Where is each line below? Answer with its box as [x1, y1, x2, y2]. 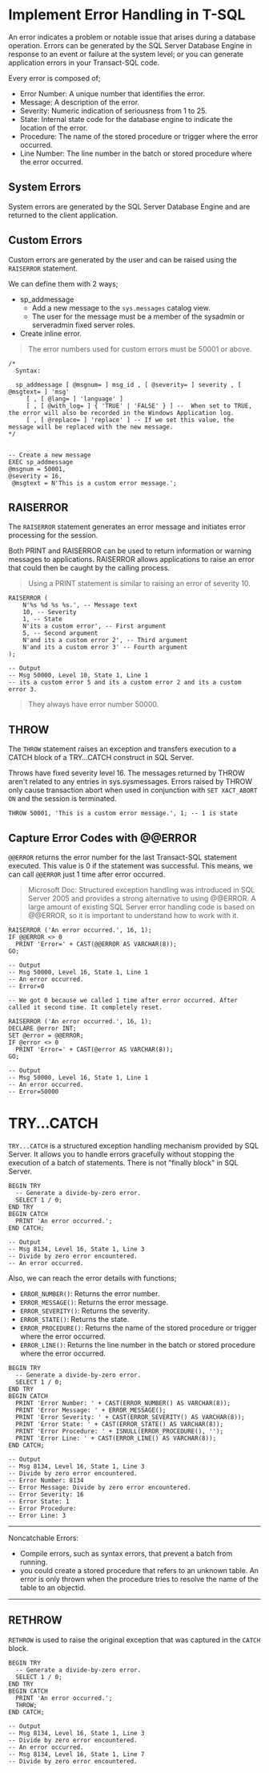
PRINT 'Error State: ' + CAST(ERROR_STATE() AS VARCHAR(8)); [15, 1420, 224, 1428]
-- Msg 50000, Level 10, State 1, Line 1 [8, 672, 149, 680]
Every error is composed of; [8, 73, 101, 83]
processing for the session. [8, 531, 98, 540]
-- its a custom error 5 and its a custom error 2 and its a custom [8, 678, 242, 687]
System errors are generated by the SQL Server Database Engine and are [8, 201, 251, 211]
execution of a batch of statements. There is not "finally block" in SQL [8, 1157, 239, 1167]
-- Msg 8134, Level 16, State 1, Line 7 [8, 1750, 146, 1759]
